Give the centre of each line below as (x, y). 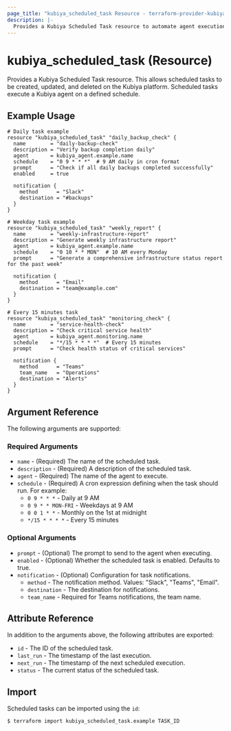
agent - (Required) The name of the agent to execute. (92, 476)
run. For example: (42, 491)
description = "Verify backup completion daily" (84, 150)
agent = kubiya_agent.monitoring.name (78, 337)
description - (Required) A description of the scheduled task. (104, 469)
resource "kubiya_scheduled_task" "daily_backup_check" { (92, 138)
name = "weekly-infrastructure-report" (81, 234)
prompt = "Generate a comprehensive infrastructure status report (118, 258)
